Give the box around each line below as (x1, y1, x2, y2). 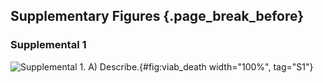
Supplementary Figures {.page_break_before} (10, 8, 305, 25)
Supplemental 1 (10, 38, 87, 52)
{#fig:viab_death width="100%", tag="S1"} (139, 60, 314, 73)
